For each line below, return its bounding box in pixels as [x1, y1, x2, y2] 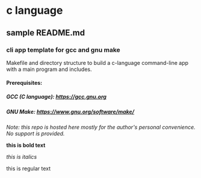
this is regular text [6, 165, 51, 172]
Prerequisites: [6, 79, 43, 87]
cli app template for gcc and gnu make [6, 46, 120, 54]
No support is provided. [6, 130, 65, 137]
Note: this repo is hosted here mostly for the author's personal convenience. [6, 123, 196, 130]
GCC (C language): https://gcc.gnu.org [6, 93, 107, 100]
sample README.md [6, 28, 85, 38]
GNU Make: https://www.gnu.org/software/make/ [6, 108, 135, 115]
